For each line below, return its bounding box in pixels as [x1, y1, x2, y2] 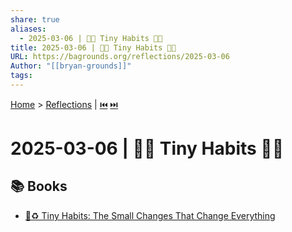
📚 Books [10, 178, 68, 195]
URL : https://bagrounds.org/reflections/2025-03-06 [10, 52, 230, 62]
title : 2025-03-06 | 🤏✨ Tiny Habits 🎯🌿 [10, 42, 177, 53]
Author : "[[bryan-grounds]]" [10, 61, 132, 71]
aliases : [10, 24, 47, 34]
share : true [10, 14, 60, 25]
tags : [10, 71, 33, 81]
